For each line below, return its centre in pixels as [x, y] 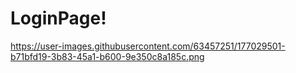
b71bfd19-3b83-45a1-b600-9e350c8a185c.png [107, 56]
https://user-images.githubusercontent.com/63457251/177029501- [148, 46]
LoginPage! [58, 18]
